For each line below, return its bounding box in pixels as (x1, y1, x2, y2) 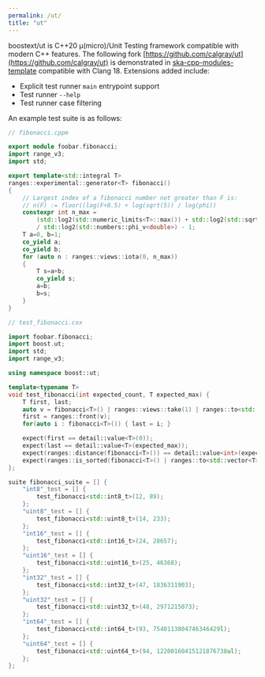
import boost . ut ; (8, 340, 65, 348)
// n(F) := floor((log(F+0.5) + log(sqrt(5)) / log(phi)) (22, 201, 217, 210)
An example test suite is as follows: (8, 113, 122, 123)
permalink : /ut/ (8, 11, 62, 20)
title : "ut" (8, 19, 47, 27)
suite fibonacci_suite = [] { (8, 478, 108, 486)
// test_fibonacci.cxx (8, 318, 83, 327)
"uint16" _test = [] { (22, 551, 93, 560)
